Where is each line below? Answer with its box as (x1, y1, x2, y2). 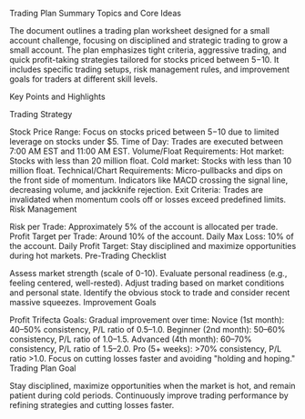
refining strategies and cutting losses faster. (9, 400, 175, 410)
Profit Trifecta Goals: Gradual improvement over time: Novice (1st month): (9, 314, 285, 325)
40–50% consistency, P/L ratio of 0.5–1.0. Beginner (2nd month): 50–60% (9, 324, 286, 334)
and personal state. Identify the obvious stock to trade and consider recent (9, 287, 290, 298)
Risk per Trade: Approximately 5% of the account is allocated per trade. (9, 222, 279, 232)
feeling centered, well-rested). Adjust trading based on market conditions (9, 277, 285, 288)
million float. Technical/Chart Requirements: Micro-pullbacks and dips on (9, 165, 283, 175)
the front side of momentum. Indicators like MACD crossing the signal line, (9, 175, 289, 185)
